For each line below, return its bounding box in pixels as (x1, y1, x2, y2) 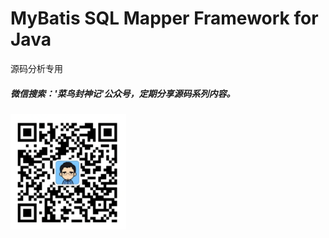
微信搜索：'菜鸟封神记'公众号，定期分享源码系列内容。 (10, 87, 236, 99)
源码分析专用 (10, 62, 63, 74)
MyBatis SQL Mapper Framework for (10, 7, 319, 30)
